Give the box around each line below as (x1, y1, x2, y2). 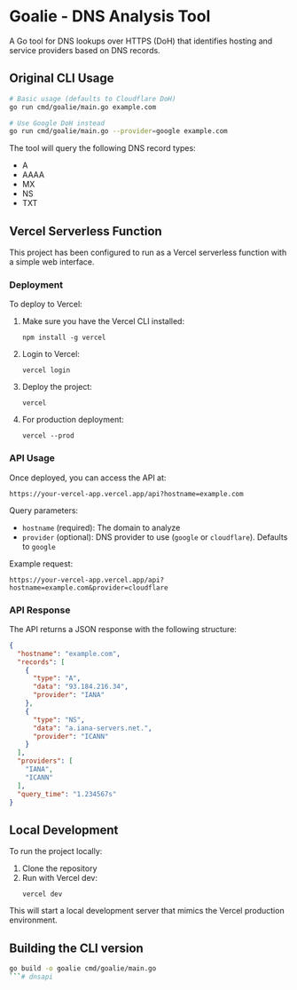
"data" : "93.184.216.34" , (32, 682, 129, 692)
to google (21, 541, 56, 551)
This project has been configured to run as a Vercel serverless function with (9, 247, 287, 258)
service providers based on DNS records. (9, 44, 161, 55)
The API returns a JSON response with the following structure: (9, 623, 238, 634)
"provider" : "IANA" (32, 691, 105, 700)
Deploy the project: (21, 382, 93, 392)
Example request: (9, 558, 74, 569)
